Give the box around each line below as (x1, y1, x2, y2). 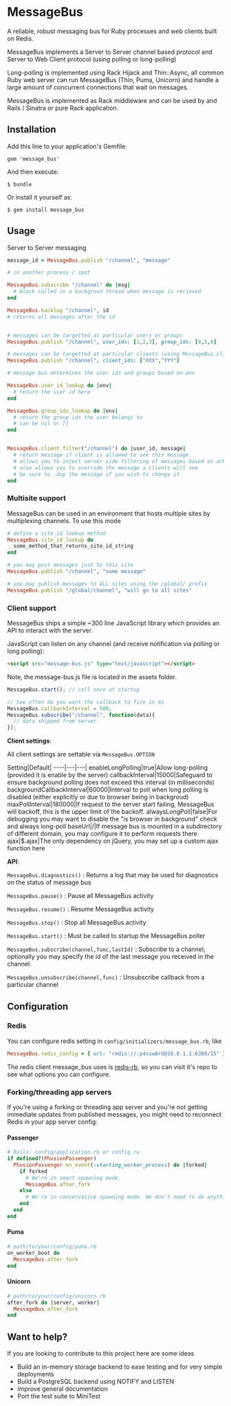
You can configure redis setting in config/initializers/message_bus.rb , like (7, 1037, 222, 1045)
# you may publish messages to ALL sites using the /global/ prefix (7, 580, 208, 587)
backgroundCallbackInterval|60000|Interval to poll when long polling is (7, 785, 208, 794)
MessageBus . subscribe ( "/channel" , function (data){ (7, 712, 155, 719)
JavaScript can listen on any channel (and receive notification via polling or (7, 640, 220, 648)
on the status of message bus (7, 878, 91, 887)
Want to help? (7, 1331, 68, 1342)
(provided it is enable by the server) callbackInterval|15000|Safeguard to (7, 771, 213, 779)
